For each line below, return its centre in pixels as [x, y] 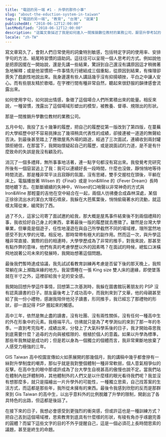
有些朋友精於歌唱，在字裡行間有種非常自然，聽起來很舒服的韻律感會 [87, 83]
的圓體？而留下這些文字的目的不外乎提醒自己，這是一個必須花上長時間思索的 [83, 423]
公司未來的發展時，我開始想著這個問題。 [63, 253]
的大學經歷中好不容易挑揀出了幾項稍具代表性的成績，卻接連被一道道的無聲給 [83, 133]
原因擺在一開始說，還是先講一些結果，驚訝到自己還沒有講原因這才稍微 [85, 64]
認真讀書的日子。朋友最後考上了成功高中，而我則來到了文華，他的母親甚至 [85, 292]
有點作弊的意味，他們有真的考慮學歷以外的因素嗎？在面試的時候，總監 [77, 247]
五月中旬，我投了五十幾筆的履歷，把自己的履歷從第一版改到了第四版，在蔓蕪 [83, 127]
